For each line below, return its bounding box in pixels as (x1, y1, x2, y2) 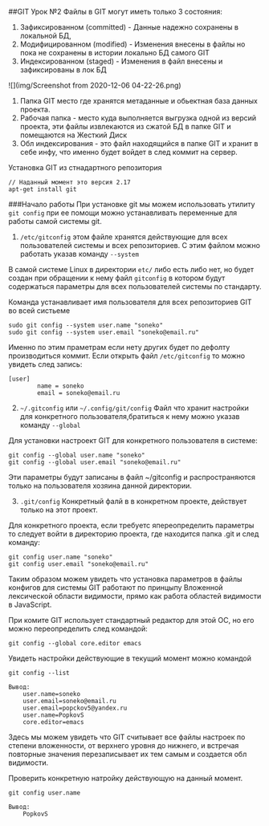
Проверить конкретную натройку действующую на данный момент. (8, 774, 243, 783)
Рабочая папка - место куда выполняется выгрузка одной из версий (19, 113, 257, 123)
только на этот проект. (19, 505, 98, 515)
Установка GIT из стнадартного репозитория (8, 163, 162, 172)
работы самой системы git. (8, 217, 102, 226)
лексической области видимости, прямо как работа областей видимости (8, 592, 262, 600)
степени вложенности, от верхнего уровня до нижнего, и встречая (8, 741, 239, 750)
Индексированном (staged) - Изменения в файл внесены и (19, 56, 223, 66)
